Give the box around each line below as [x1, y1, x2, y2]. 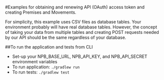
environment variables [12, 59, 58, 64]
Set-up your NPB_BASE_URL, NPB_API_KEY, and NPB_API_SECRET [12, 53, 148, 59]
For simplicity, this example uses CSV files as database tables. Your [5, 19, 141, 25]
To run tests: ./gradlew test [12, 69, 70, 75]
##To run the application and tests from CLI [5, 44, 93, 50]
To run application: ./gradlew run [12, 64, 80, 70]
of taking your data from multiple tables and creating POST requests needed [5, 29, 159, 35]
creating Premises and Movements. [5, 9, 77, 15]
